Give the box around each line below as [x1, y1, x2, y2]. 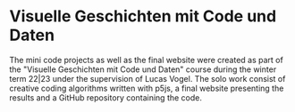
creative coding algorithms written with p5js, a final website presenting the [9, 83, 284, 93]
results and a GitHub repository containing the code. [9, 92, 203, 103]
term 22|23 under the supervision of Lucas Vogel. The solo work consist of [9, 73, 286, 84]
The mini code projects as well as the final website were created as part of [9, 54, 283, 65]
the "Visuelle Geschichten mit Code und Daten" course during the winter [9, 64, 277, 75]
